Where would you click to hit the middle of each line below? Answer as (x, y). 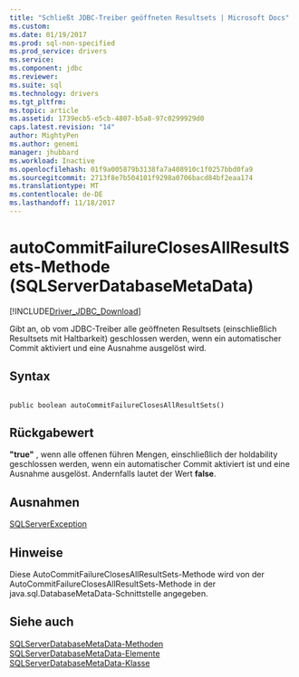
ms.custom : (30, 26)
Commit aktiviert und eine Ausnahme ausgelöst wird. (108, 348)
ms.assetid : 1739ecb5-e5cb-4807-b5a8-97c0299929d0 (107, 119)
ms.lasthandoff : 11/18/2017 (63, 203)
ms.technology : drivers (54, 93)
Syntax (30, 377)
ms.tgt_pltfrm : (38, 102)
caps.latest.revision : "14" (63, 128)
